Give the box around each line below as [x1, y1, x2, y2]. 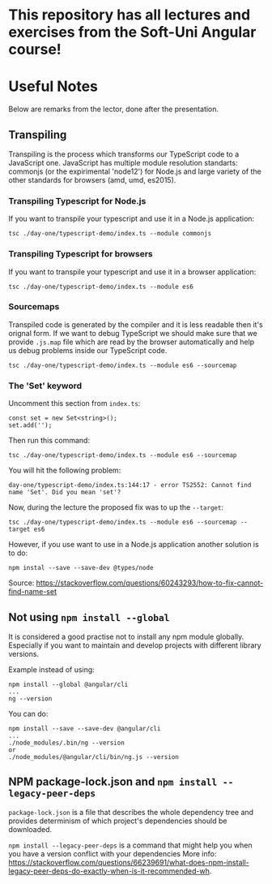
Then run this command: [8, 436, 91, 446]
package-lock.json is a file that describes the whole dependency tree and [8, 807, 253, 817]
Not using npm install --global [8, 610, 170, 624]
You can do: [8, 709, 49, 718]
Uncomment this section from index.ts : [8, 399, 141, 408]
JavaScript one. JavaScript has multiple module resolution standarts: [8, 157, 238, 167]
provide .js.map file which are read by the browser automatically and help [8, 337, 255, 347]
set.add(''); [8, 421, 53, 429]
